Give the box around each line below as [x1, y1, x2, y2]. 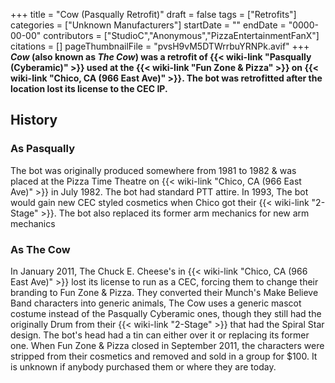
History [10, 112, 58, 129]
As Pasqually [10, 142, 75, 156]
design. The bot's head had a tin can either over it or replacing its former [10, 329, 310, 341]
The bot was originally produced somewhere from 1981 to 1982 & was [10, 164, 297, 176]
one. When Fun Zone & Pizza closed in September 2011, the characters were [10, 339, 325, 351]
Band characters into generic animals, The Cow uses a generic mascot [10, 297, 302, 309]
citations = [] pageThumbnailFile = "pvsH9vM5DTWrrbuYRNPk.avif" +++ [10, 40, 310, 52]
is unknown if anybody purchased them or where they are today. [10, 360, 277, 373]
